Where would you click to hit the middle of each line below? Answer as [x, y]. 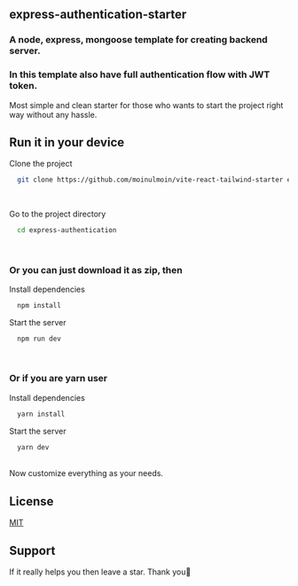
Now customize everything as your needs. [86, 473]
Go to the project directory [58, 214]
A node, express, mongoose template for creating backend [138, 40]
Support [32, 550]
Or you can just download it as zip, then [96, 270]
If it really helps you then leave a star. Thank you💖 [100, 572]
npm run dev [39, 339]
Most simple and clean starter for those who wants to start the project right [146, 105]
